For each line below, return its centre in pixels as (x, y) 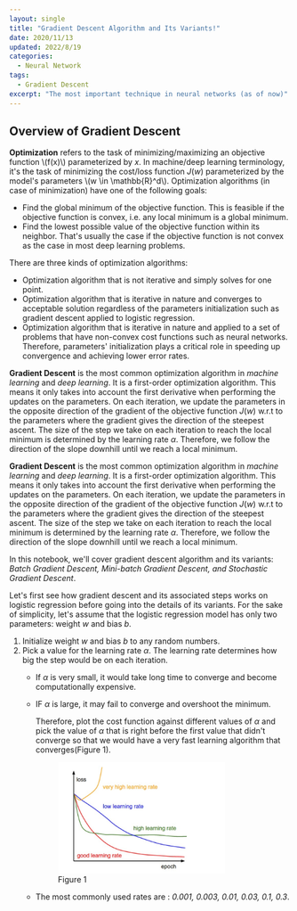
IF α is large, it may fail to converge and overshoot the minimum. (153, 704)
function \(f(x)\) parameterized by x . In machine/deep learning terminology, (147, 162)
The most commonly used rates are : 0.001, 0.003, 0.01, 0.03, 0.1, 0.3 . (162, 897)
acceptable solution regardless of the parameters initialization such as (151, 308)
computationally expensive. (85, 687)
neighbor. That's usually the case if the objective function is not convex (153, 236)
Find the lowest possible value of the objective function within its (141, 226)
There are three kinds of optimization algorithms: (99, 263)
